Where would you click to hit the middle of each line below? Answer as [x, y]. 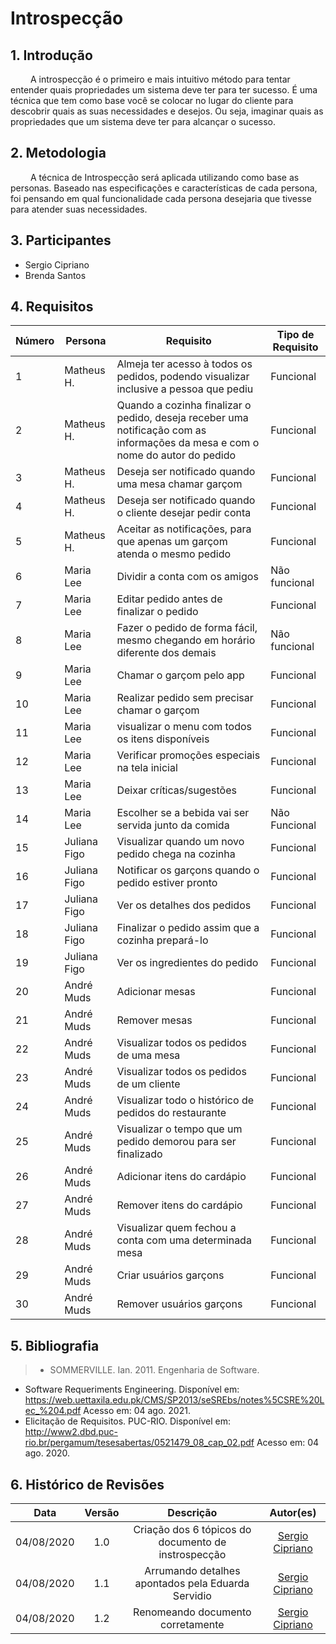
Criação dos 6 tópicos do [192, 1530]
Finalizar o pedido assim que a [188, 928]
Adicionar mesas [156, 992]
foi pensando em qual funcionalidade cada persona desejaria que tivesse [161, 198]
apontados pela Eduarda [192, 1584]
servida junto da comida [173, 825]
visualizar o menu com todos [184, 727]
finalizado [139, 1154]
